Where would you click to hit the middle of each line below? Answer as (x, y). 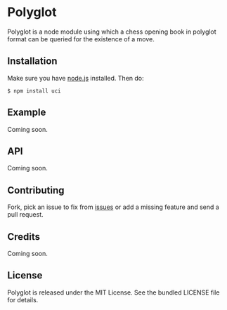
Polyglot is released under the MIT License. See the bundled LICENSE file (113, 292)
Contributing (36, 190)
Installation (32, 61)
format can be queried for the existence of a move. (81, 39)
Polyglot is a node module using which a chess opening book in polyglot (112, 32)
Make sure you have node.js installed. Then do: (76, 78)
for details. (23, 299)
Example (27, 113)
